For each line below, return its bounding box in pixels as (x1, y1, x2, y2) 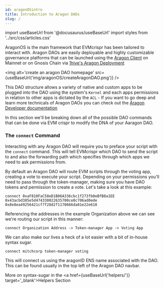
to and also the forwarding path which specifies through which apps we (5, 154, 150, 159)
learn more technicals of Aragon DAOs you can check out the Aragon (5, 100, 145, 106)
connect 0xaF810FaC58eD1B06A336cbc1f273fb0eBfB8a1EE (5, 193, 115, 199)
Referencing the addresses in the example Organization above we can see (5, 210, 155, 216)
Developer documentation (5, 105, 58, 111)
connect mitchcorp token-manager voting (5, 249, 89, 254)
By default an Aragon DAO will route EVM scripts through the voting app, (5, 168, 152, 174)
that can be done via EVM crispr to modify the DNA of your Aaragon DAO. (5, 120, 154, 126)
